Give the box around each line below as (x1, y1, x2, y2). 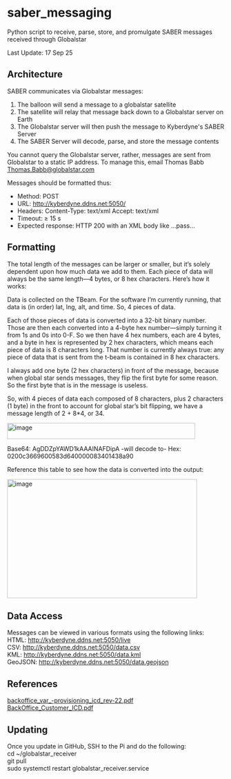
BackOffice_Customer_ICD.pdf (7, 704, 94, 712)
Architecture (7, 68, 63, 80)
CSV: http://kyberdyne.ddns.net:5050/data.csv (7, 643, 140, 652)
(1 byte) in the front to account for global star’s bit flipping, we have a (7, 401, 203, 410)
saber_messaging (7, 5, 112, 21)
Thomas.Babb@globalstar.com (7, 165, 95, 174)
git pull (7, 757, 27, 765)
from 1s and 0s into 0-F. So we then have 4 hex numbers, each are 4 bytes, (7, 331, 221, 339)
